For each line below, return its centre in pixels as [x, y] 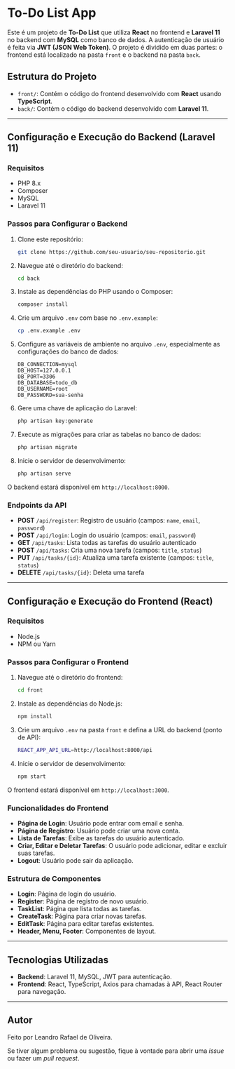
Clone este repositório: [50, 239]
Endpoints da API [37, 505]
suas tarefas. [36, 853]
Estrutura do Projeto [52, 77]
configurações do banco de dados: [68, 351]
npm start [32, 776]
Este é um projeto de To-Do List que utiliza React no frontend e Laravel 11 [114, 32]
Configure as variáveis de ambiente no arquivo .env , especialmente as [119, 344]
